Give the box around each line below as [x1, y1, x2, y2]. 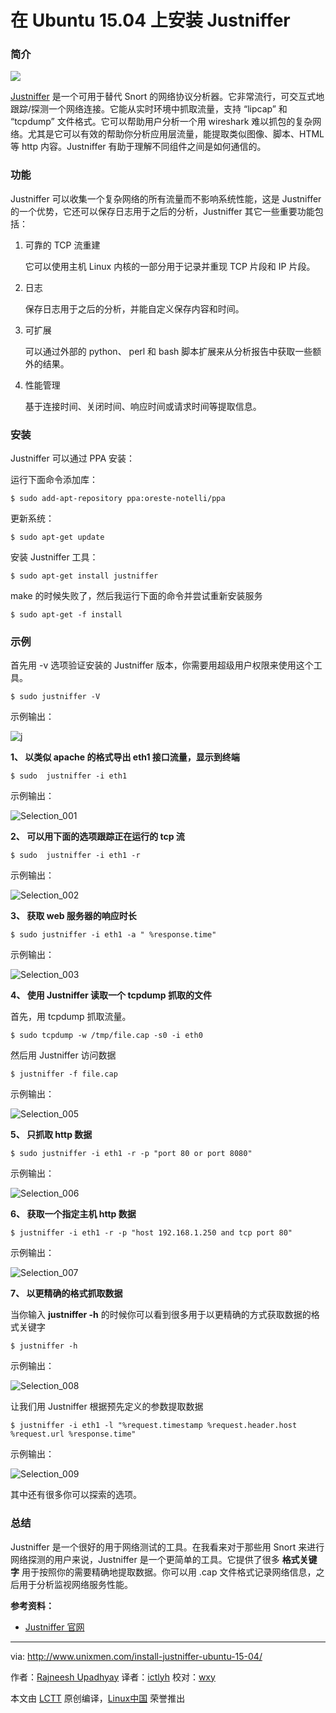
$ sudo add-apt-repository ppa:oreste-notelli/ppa [10, 494, 226, 504]
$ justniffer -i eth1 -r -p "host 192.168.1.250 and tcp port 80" [10, 1228, 293, 1238]
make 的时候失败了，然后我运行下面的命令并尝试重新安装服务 [10, 590, 263, 602]
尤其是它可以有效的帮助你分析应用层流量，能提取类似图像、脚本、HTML [27, 128, 325, 140]
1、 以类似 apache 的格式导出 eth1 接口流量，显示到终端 [10, 751, 240, 763]
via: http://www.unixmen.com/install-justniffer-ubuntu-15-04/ [10, 1650, 263, 1662]
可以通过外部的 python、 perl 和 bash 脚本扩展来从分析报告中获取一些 [24, 345, 313, 357]
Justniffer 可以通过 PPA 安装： [10, 452, 136, 465]
